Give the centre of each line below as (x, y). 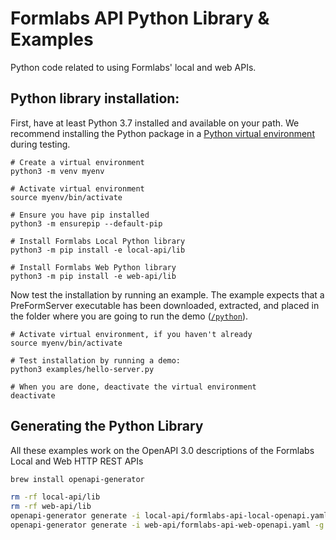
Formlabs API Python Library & (140, 18)
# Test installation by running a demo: (96, 360)
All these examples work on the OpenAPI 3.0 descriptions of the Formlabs (162, 450)
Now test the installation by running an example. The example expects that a (167, 294)
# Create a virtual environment (77, 162)
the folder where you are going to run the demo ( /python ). (129, 316)
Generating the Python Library (107, 426)
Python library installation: (95, 98)
